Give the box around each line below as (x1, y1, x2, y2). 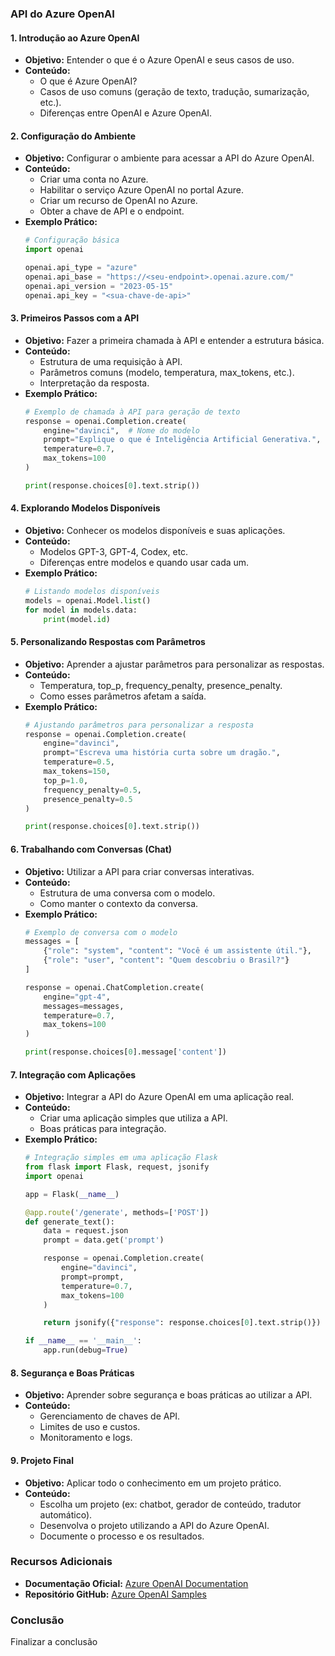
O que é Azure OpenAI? (39, 75, 138, 87)
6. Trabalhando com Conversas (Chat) (10, 843, 173, 855)
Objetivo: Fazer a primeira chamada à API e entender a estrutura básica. (24, 334, 325, 346)
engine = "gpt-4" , (43, 992, 111, 1002)
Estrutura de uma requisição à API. (39, 355, 183, 367)
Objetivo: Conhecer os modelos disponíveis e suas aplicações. (24, 524, 286, 536)
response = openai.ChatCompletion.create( (24, 982, 205, 992)
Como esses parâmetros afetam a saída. (39, 690, 207, 702)
